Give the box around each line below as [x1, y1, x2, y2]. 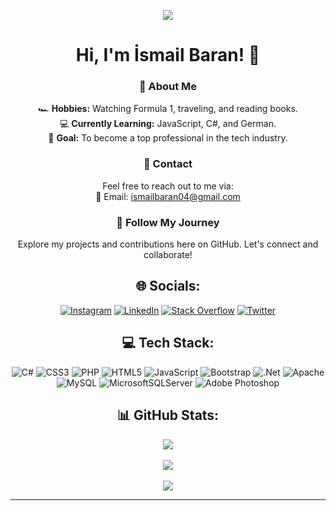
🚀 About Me [138, 80, 198, 94]
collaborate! [143, 249, 193, 261]
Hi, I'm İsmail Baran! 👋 [75, 44, 261, 67]
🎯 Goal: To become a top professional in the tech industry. [48, 132, 288, 144]
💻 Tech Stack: [121, 335, 215, 352]
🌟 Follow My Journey [116, 215, 220, 229]
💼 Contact [143, 157, 193, 171]
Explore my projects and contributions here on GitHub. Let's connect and [17, 238, 319, 250]
